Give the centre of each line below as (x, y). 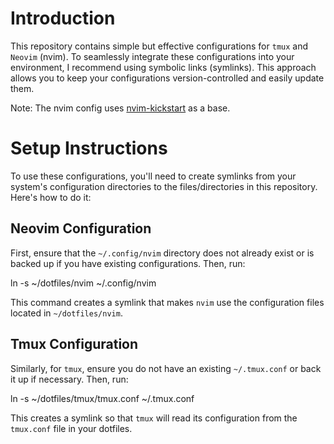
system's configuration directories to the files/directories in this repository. (164, 186)
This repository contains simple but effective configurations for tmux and (159, 46)
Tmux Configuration (74, 344)
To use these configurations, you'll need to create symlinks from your (153, 176)
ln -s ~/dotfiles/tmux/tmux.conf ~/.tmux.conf (102, 398)
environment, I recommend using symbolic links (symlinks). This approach (163, 67)
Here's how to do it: (51, 197)
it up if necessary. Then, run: (69, 379)
